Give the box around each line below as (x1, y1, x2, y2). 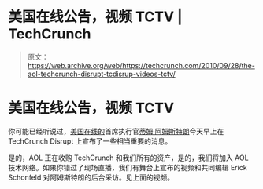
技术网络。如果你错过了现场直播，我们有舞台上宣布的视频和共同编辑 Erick (8, 162, 247, 172)
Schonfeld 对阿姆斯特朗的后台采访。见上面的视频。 (8, 173, 175, 182)
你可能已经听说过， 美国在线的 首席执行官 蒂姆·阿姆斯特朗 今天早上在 (8, 126, 224, 136)
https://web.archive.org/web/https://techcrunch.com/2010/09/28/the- (27, 60, 256, 70)
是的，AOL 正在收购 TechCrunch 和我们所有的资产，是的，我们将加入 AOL (8, 153, 250, 162)
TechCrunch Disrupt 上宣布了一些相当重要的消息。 (8, 136, 172, 146)
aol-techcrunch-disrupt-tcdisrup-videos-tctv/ (27, 69, 176, 78)
